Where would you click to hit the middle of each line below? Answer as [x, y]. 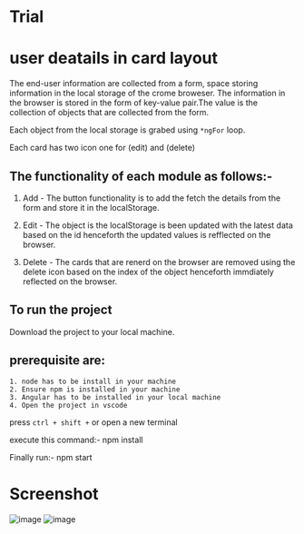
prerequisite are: [58, 361]
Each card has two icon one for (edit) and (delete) [103, 148]
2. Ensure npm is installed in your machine [95, 389]
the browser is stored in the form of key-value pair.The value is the [134, 103]
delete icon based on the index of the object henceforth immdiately [148, 272]
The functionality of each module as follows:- [141, 176]
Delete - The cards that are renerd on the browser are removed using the [159, 262]
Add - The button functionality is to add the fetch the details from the [152, 198]
